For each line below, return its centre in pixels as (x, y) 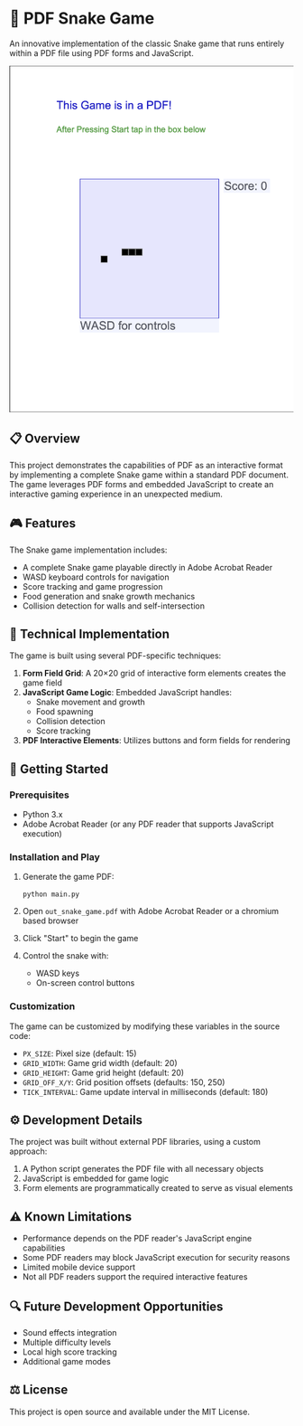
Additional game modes (66, 1362)
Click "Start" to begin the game (80, 939)
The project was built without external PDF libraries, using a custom (135, 1142)
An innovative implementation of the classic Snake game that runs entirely (147, 43)
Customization (42, 1006)
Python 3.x (42, 814)
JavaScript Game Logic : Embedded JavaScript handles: (127, 693)
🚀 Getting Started (59, 769)
